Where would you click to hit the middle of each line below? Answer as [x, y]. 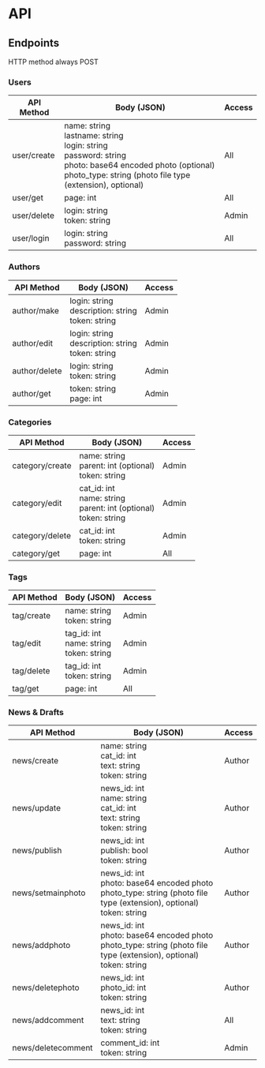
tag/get [26, 689]
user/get [28, 198]
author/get [32, 393]
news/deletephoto [46, 987]
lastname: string [94, 136]
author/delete [37, 370]
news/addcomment [48, 1021]
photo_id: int [123, 987]
